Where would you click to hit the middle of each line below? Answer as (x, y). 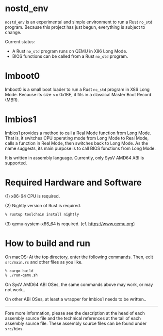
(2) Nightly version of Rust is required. (43, 205)
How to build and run (48, 243)
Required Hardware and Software (73, 182)
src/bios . (15, 329)
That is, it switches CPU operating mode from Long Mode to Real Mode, (77, 138)
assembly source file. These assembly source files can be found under (76, 323)
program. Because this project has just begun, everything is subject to (75, 27)
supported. (16, 163)
